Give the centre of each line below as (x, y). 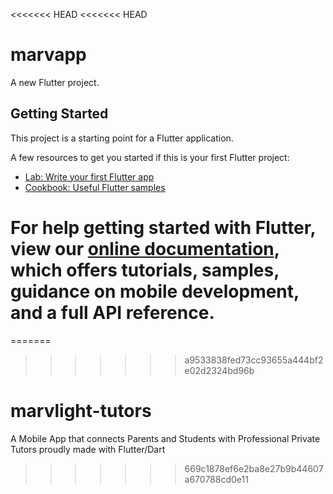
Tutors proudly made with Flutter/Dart (88, 449)
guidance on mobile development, (155, 291)
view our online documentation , (145, 248)
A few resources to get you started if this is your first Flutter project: (150, 157)
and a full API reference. (112, 312)
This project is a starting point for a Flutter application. (122, 138)
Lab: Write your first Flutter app (89, 176)
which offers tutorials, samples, (145, 270)
